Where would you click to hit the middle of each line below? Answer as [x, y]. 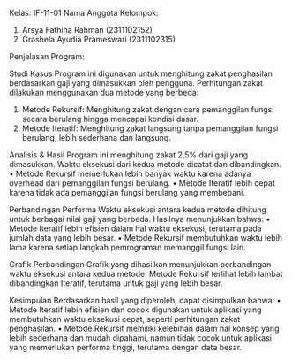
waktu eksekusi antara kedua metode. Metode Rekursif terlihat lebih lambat [146, 274]
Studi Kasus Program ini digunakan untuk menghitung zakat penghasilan [141, 73]
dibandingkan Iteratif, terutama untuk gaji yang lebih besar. [116, 283]
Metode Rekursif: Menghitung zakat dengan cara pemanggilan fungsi [148, 109]
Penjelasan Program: [47, 56]
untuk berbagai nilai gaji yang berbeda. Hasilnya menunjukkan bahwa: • [140, 219]
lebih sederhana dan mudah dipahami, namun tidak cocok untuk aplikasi [140, 338]
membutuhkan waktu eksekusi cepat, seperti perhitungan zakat [125, 319]
